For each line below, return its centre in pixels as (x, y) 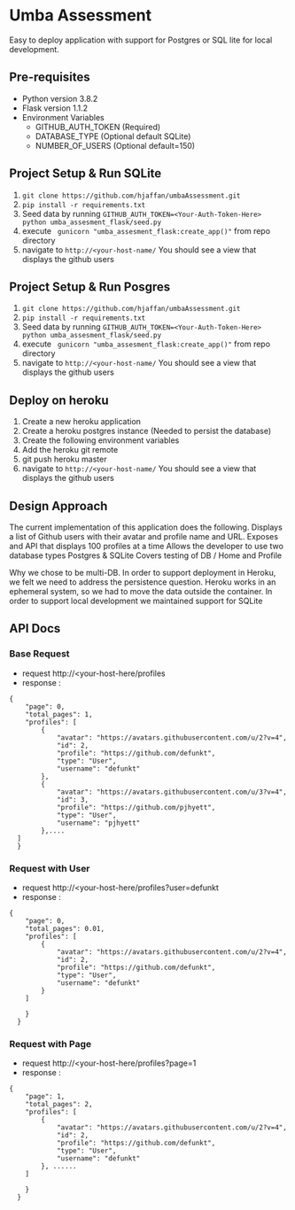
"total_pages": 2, (59, 1105)
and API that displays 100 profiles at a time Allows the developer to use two (146, 546)
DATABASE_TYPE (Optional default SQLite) (113, 136)
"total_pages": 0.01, (65, 928)
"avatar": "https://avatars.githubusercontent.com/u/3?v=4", (172, 792)
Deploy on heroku (59, 400)
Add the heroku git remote (70, 450)
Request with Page (50, 1043)
